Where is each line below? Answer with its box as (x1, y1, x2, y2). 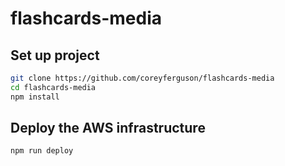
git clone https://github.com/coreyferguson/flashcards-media (10, 73, 275, 83)
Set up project (10, 47, 100, 64)
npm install (10, 92, 60, 102)
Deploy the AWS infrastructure (10, 120, 206, 137)
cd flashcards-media (10, 82, 97, 92)
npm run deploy (10, 146, 74, 156)
